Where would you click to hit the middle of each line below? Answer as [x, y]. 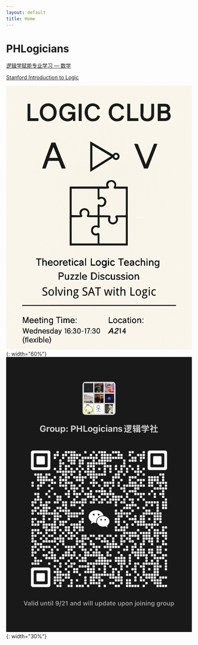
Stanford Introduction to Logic [43, 77]
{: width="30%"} [27, 636]
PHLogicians [38, 49]
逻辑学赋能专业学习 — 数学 [39, 66]
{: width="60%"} [27, 354]
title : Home [21, 19]
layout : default [26, 12]
